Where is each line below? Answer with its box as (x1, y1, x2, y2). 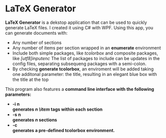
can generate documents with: (5, 30, 68, 36)
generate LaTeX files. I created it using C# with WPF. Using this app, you (5, 24, 154, 30)
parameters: (5, 91, 31, 97)
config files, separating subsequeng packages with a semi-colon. (12, 61, 147, 67)
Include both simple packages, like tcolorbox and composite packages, (12, 50, 158, 56)
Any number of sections (12, 39, 62, 45)
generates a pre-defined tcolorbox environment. (12, 127, 115, 133)
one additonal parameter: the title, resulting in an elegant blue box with (12, 71, 158, 77)
